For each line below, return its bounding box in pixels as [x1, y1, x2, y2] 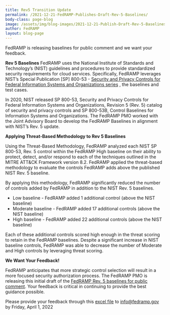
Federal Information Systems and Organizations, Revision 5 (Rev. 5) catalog [5, 102, 162, 108]
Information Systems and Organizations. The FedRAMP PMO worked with [5, 113, 158, 119]
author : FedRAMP [5, 26, 39, 31]
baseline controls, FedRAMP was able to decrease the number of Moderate [5, 242, 162, 248]
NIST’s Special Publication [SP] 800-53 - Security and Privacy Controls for [5, 76, 161, 82]
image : [5, 21, 19, 27]
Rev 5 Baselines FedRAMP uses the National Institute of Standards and [5, 60, 153, 66]
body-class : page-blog [5, 17, 53, 22]
